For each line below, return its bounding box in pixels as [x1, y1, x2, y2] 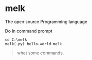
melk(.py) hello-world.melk [5, 41, 62, 46]
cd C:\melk [5, 37, 27, 42]
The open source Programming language [5, 19, 88, 24]
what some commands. [17, 50, 64, 56]
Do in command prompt [5, 28, 53, 34]
